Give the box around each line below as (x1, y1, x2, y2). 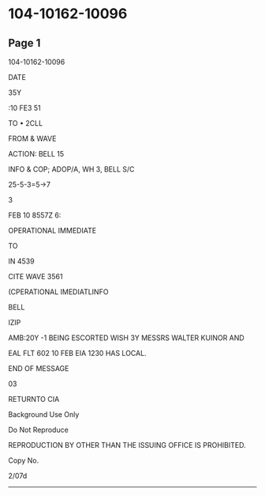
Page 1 (8, 36, 41, 50)
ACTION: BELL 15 (8, 150, 65, 158)
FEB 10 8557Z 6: (8, 210, 62, 220)
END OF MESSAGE (8, 364, 69, 373)
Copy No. (8, 456, 39, 465)
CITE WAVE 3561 (8, 272, 63, 281)
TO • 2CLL (8, 119, 43, 127)
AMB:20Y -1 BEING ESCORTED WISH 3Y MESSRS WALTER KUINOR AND (8, 333, 244, 343)
